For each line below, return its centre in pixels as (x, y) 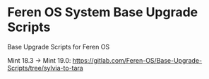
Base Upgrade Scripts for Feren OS (59, 47)
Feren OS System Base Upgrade (103, 12)
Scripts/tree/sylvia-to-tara (45, 68)
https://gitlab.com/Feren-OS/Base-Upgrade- (137, 60)
